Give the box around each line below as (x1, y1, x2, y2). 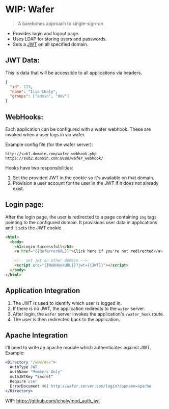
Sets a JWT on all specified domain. (12, 41, 89, 47)
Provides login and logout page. (12, 30, 80, 36)
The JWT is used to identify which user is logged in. (12, 300, 122, 306)
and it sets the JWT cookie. (5, 225, 63, 231)
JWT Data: (5, 56, 40, 65)
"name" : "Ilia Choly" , (10, 89, 58, 94)
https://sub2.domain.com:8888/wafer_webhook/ (5, 156, 103, 161)
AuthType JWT (10, 365, 38, 370)
